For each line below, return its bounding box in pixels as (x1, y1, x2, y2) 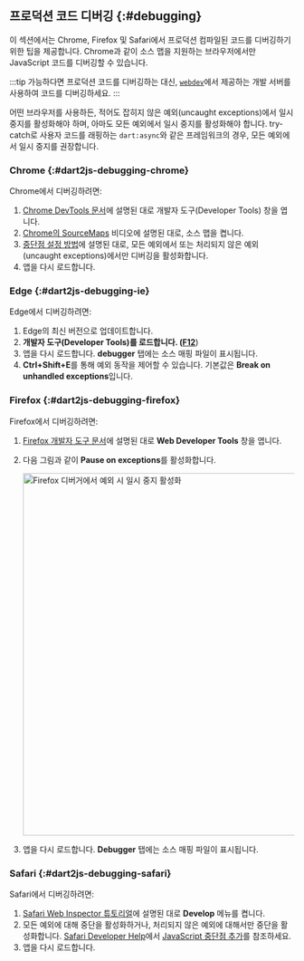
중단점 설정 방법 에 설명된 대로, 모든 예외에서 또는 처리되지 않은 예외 (22, 239, 260, 250)
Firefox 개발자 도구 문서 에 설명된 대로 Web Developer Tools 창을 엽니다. (22, 435, 282, 446)
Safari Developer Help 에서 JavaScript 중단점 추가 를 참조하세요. (63, 931, 292, 941)
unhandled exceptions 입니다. (22, 370, 133, 382)
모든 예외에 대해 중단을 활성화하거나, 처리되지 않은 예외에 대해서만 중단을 (22, 919, 279, 930)
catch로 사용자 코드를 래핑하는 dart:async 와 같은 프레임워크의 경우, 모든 (9, 130, 266, 140)
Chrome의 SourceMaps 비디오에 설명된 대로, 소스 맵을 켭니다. (22, 227, 244, 238)
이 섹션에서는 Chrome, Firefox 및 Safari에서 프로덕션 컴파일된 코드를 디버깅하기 (9, 34, 291, 45)
